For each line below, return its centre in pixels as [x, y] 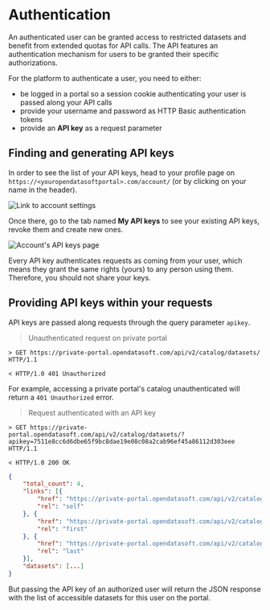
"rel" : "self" [61, 507]
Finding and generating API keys [91, 153]
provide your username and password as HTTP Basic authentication [133, 111]
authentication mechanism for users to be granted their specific [114, 54]
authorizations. [33, 63]
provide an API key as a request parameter [91, 128]
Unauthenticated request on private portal [97, 338]
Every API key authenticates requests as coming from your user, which [125, 260]
